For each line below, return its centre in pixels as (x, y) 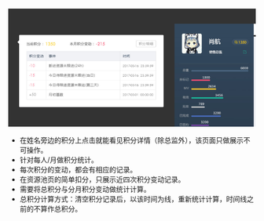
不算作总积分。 (58, 209)
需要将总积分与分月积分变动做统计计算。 (85, 190)
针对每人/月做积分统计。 (59, 160)
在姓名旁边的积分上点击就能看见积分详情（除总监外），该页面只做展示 (131, 140)
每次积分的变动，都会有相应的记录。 (78, 170)
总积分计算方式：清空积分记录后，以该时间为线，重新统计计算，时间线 (133, 199)
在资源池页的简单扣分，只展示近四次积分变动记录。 (102, 179)
